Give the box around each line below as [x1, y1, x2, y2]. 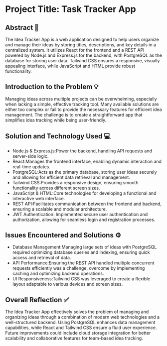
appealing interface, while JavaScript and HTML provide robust [5, 63, 136, 69]
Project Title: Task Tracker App [5, 3, 136, 15]
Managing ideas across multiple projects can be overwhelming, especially [5, 96, 157, 102]
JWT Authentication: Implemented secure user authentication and [12, 211, 148, 217]
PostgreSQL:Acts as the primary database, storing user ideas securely [12, 169, 157, 175]
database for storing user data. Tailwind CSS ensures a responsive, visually [5, 58, 160, 63]
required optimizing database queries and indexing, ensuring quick [12, 249, 150, 255]
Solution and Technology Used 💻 [5, 132, 111, 140]
